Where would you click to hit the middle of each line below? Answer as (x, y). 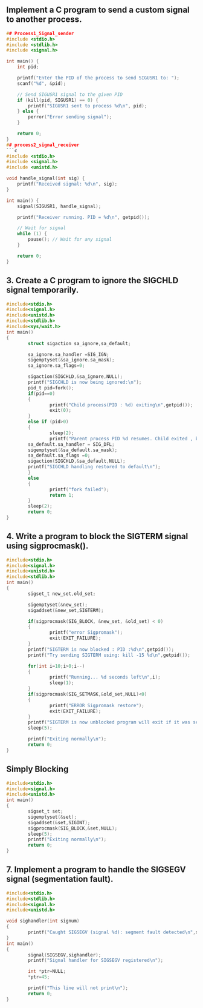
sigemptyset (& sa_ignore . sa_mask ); (71, 360)
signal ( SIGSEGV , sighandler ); (65, 955)
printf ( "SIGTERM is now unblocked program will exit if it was (109, 722)
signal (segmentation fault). (60, 879)
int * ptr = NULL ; (47, 972)
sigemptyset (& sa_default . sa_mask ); (73, 450)
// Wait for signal (42, 228)
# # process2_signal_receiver (43, 145)
